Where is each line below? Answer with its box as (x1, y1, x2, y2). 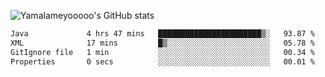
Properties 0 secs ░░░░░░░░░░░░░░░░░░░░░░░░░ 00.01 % (10, 56, 315, 67)
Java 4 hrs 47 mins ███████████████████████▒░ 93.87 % (10, 29, 315, 39)
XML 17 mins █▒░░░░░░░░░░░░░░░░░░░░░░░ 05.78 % (10, 38, 315, 48)
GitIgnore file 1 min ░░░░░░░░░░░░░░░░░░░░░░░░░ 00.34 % (10, 47, 315, 57)
